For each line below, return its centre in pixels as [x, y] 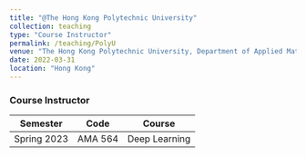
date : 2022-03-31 [42, 60]
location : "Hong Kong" [52, 69]
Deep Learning [159, 139]
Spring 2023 [41, 139]
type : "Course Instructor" [61, 34]
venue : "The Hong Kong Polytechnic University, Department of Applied [146, 52]
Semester [41, 123]
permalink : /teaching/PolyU [63, 43]
